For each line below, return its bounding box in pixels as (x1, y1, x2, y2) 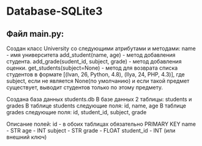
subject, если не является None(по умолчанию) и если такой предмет (6, 78, 190, 84)
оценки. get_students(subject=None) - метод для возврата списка (6, 64, 178, 71)
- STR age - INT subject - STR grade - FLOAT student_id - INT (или (6, 127, 176, 134)
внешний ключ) (6, 133, 47, 141)
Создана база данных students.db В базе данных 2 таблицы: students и (6, 96, 192, 103)
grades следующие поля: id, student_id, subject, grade (6, 109, 147, 115)
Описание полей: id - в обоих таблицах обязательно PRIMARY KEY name (6, 120, 196, 128)
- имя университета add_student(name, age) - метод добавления (6, 51, 176, 59)
